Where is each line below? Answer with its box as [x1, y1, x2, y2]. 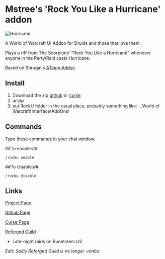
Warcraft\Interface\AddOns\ [12, 108, 70, 114]
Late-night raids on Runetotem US [12, 239, 82, 245]
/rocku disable [5, 173, 37, 178]
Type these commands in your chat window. [5, 136, 96, 142]
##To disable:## [5, 164, 39, 170]
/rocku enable [5, 155, 35, 160]
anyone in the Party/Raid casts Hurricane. [5, 55, 90, 61]
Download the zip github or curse [12, 92, 81, 98]
